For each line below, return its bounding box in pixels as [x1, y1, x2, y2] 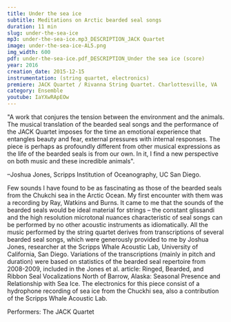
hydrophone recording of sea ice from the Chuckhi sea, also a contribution [7, 287, 219, 295]
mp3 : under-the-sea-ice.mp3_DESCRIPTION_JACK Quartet [7, 36, 165, 43]
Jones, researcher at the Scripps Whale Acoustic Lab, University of [7, 243, 199, 251]
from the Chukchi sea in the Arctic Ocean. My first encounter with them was [7, 191, 223, 199]
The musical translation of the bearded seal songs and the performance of [7, 120, 219, 128]
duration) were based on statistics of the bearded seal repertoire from [7, 258, 205, 265]
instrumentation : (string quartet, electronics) [7, 74, 150, 82]
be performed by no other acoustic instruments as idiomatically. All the [7, 221, 208, 229]
